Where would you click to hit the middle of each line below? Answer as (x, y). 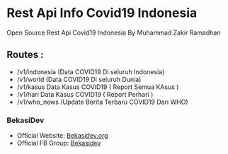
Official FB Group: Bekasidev (59, 143)
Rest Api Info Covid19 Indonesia (102, 13)
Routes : (25, 55)
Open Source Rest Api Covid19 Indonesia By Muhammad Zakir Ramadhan (114, 32)
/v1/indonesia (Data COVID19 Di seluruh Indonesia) (91, 71)
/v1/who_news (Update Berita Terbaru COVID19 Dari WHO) (102, 102)
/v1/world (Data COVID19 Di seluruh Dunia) (79, 79)
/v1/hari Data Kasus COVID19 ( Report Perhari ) (85, 94)
